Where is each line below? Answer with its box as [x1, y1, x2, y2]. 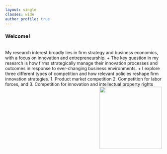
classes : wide [5, 12, 35, 17]
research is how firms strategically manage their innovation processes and [5, 60, 158, 66]
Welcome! [5, 33, 31, 40]
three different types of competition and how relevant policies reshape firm [5, 71, 159, 77]
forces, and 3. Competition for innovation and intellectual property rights [5, 81, 153, 87]
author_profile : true [5, 16, 50, 21]
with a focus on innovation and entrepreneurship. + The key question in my [5, 55, 159, 61]
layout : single [5, 7, 37, 12]
